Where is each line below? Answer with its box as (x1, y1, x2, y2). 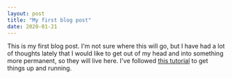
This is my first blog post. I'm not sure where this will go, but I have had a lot (7, 42, 225, 51)
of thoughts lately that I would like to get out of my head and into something (7, 49, 224, 58)
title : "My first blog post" (7, 17, 92, 24)
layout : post (7, 10, 45, 17)
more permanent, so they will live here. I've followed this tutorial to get (7, 57, 208, 65)
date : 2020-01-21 (7, 23, 58, 30)
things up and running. (7, 64, 72, 73)
